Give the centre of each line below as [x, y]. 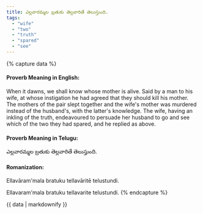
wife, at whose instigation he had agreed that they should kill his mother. [98, 98]
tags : [13, 18]
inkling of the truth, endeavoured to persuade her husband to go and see [98, 118]
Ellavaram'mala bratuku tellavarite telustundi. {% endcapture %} [87, 193]
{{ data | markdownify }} [37, 204]
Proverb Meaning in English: [43, 78]
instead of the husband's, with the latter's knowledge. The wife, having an [100, 111]
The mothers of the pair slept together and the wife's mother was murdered [102, 104]
